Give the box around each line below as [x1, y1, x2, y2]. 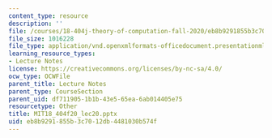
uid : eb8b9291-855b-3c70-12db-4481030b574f [8, 118, 158, 126]
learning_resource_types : [8, 50, 96, 58]
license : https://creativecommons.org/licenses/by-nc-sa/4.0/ [8, 65, 223, 73]
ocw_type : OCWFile [8, 72, 70, 80]
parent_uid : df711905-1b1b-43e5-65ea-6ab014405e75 [8, 95, 183, 103]
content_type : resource [8, 11, 89, 20]
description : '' [8, 19, 63, 28]
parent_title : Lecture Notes [8, 80, 107, 88]
